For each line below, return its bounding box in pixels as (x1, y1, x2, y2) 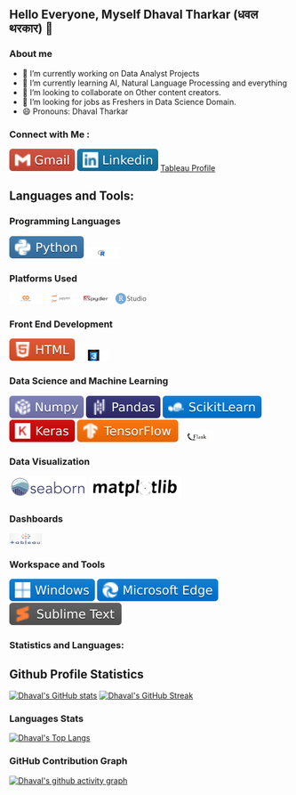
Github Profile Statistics (9, 667, 144, 682)
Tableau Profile (159, 162, 216, 173)
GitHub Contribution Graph (9, 755, 128, 767)
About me (9, 48, 53, 61)
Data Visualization (9, 456, 91, 468)
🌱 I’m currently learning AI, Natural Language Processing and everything (21, 77, 287, 88)
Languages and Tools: (9, 189, 135, 204)
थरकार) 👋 (9, 21, 53, 37)
